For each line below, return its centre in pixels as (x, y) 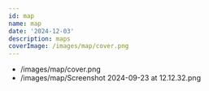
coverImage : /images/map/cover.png (69, 46)
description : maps (39, 39)
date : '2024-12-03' (41, 31)
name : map (25, 24)
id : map (22, 16)
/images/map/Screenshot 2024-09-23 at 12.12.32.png (111, 78)
